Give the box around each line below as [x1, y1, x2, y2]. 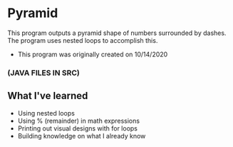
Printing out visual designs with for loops [17, 123, 138, 133]
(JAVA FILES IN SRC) [7, 68, 80, 78]
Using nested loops [17, 108, 75, 117]
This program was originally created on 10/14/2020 [17, 50, 168, 59]
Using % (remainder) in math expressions [17, 116, 140, 125]
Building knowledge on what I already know [17, 131, 146, 140]
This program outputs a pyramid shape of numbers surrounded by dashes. [7, 29, 227, 37]
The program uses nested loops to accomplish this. [7, 36, 158, 44]
